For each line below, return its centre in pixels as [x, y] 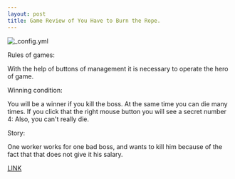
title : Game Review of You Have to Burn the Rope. [84, 21]
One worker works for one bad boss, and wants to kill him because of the [115, 146]
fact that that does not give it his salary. [65, 154]
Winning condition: [35, 90]
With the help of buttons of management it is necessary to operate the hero [118, 68]
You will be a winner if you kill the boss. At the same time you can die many [117, 103]
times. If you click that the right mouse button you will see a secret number [117, 111]
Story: [16, 133]
